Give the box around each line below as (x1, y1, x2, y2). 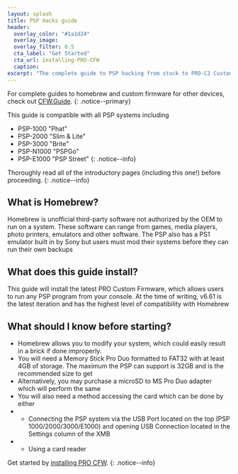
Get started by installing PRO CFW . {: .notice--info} (7, 458, 156, 467)
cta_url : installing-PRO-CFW (13, 57, 100, 64)
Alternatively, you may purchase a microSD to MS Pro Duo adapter (17, 377, 212, 385)
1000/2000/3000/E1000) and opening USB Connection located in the (28, 421, 230, 430)
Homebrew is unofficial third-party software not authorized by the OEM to (7, 215, 223, 224)
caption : (13, 63, 40, 70)
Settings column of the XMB (28, 429, 110, 438)
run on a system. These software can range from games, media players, (7, 223, 217, 231)
